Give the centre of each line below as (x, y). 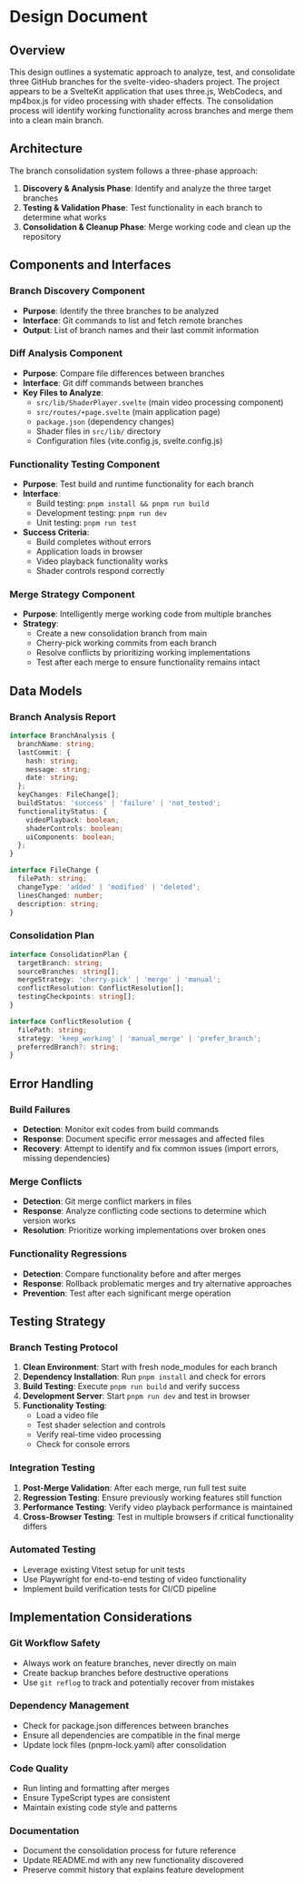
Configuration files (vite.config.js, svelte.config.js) (129, 440)
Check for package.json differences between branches (126, 1725)
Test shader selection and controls (101, 1425)
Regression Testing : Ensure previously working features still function (152, 1497)
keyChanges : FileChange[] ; (69, 795)
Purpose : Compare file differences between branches (123, 373)
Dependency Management (69, 1706)
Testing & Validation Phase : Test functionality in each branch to (142, 207)
